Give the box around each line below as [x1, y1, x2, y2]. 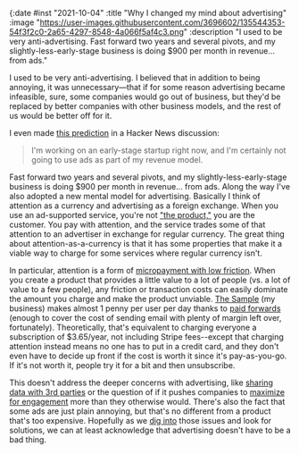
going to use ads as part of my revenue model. [30, 155, 203, 164]
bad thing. [9, 434, 47, 445]
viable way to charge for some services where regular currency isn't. [9, 248, 263, 258]
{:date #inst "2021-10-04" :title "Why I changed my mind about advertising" [9, 8, 287, 18]
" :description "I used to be [183, 27, 283, 37]
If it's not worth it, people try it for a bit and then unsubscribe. [9, 360, 236, 370]
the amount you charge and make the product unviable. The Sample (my [9, 294, 276, 304]
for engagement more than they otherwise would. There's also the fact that [9, 397, 286, 407]
